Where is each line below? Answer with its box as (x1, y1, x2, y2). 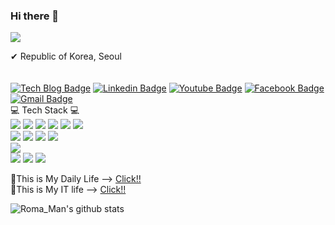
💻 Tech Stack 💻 (10, 104, 80, 116)
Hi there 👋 (10, 9, 60, 23)
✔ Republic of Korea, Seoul (10, 50, 122, 63)
